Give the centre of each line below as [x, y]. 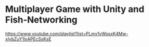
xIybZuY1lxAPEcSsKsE [28, 39]
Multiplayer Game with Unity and [75, 9]
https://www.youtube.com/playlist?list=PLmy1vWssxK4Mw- [67, 33]
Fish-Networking [41, 20]
